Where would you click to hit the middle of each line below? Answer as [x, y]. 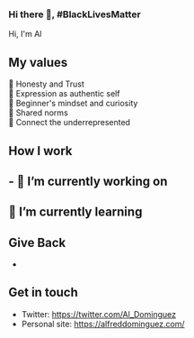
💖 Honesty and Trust [46, 84]
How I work [40, 151]
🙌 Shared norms [38, 113]
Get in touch [43, 292]
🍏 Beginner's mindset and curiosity [73, 104]
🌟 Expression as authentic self [64, 94]
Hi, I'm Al [25, 34]
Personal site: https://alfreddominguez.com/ [103, 324]
